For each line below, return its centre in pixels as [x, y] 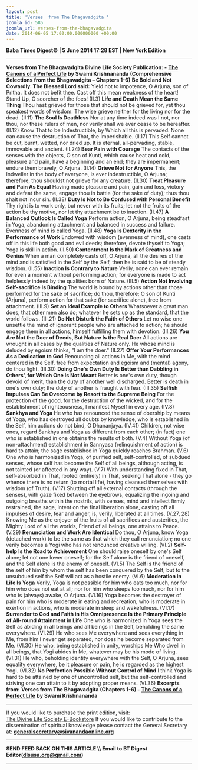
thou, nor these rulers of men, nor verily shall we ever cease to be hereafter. [98, 124]
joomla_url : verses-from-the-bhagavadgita [59, 28]
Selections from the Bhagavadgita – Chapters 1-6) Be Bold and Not [89, 80]
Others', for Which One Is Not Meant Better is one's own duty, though [91, 376]
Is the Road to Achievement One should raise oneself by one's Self [100, 551]
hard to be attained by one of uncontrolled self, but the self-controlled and [96, 677]
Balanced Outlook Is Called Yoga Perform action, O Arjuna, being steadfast [98, 218]
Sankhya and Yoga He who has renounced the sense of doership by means [98, 413]
